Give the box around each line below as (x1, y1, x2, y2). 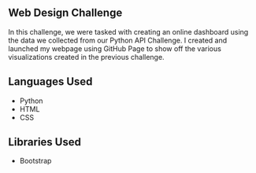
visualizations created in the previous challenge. (8, 52, 165, 61)
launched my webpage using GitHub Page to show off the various (8, 43, 222, 53)
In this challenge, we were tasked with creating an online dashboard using (8, 27, 249, 36)
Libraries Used (8, 135, 81, 149)
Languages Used (8, 75, 93, 89)
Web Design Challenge (8, 6, 123, 20)
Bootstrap (19, 156, 52, 166)
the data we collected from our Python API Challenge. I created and (8, 35, 228, 45)
